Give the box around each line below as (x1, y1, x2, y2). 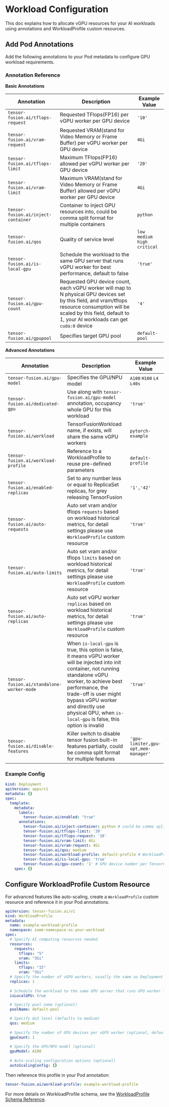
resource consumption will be (59, 304, 130, 311)
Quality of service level (59, 236, 114, 243)
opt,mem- (130, 746, 151, 752)
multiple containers (59, 221, 106, 228)
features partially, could (67, 743, 123, 750)
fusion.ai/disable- (8, 743, 54, 749)
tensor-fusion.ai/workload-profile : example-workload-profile (5, 1082, 138, 1087)
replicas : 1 (10, 979, 35, 984)
